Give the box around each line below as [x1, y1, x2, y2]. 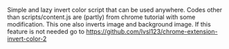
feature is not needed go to [7, 27, 85, 35]
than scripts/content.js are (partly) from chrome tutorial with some [7, 13, 196, 21]
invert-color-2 [7, 35, 47, 43]
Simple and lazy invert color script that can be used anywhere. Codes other [7, 6, 223, 14]
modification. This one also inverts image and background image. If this [7, 20, 211, 28]
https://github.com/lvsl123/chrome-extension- [86, 27, 218, 35]
